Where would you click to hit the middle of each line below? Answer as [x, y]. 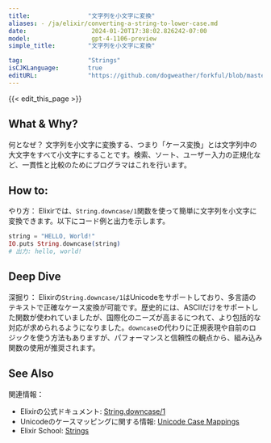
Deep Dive [35, 277]
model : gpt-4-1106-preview [83, 38]
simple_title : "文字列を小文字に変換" [82, 46]
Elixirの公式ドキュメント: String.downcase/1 [93, 411]
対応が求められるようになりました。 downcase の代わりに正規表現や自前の [129, 327]
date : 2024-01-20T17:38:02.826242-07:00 [108, 31]
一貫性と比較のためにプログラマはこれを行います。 [106, 165]
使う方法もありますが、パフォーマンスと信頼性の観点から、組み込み [149, 337]
